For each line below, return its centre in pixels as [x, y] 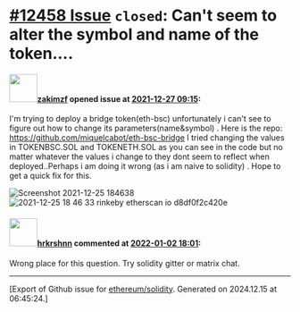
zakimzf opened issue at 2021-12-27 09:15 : [119, 98]
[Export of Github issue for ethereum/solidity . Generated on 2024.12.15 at [143, 289]
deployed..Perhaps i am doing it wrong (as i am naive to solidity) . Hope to [145, 166]
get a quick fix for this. [50, 176]
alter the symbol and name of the [134, 34]
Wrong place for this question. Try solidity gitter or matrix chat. [125, 263]
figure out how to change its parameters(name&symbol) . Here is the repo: [146, 128]
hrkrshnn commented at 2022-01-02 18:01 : [119, 243]
